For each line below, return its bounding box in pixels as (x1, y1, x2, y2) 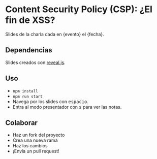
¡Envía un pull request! (12, 148, 59, 154)
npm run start (12, 94, 43, 99)
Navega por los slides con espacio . (12, 98, 89, 105)
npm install (12, 88, 38, 93)
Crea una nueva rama (12, 137, 58, 143)
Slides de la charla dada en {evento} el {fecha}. (5, 31, 104, 37)
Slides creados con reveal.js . (5, 59, 66, 66)
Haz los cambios (12, 143, 48, 149)
